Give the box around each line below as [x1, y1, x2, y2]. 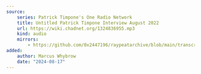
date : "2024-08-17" [17, 58, 66, 64]
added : [6, 48, 23, 54]
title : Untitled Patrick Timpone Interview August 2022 [17, 20, 160, 26]
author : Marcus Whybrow [17, 53, 77, 59]
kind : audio [17, 31, 47, 37]
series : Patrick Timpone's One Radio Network [17, 14, 133, 20]
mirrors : [17, 36, 39, 42]
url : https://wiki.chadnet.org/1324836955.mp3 [17, 25, 135, 32]
